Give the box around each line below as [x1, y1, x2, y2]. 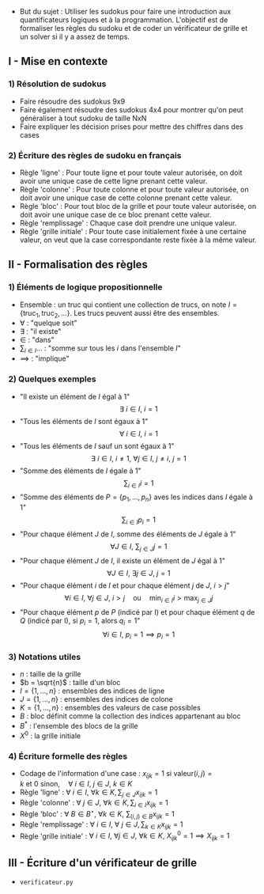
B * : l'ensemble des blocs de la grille [19, 720, 138, 731]
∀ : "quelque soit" [19, 318, 77, 328]
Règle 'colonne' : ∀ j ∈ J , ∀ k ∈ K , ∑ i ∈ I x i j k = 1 [19, 797, 168, 809]
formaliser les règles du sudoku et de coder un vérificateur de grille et [19, 24, 248, 32]
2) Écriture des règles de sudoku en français [8, 150, 182, 161]
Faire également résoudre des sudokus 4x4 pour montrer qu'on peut [19, 104, 243, 114]
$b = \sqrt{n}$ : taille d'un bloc [19, 678, 121, 688]
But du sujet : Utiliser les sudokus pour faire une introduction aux [19, 7, 232, 16]
